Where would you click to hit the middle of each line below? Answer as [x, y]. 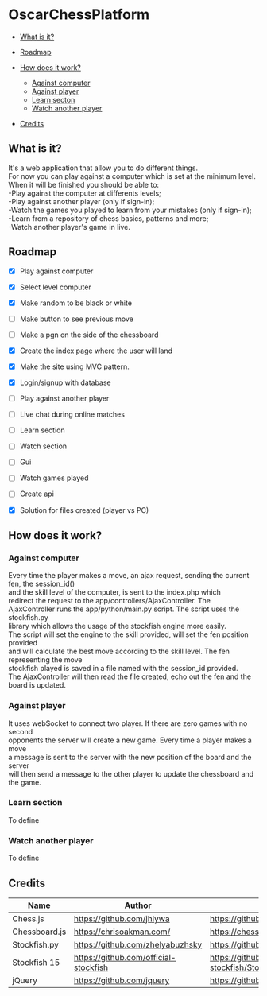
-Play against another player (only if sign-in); [81, 201]
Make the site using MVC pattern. [74, 366]
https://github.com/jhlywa [122, 918]
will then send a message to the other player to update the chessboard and [131, 773]
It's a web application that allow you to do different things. [103, 168]
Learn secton [53, 99]
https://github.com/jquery [122, 980]
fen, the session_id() [42, 584]
